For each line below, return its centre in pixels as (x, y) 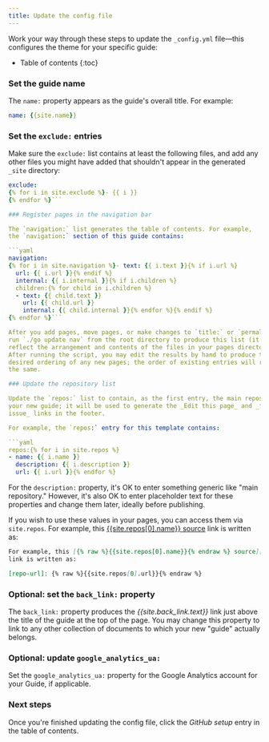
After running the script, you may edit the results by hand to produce (132, 355)
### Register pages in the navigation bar (80, 214)
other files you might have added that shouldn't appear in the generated (127, 162)
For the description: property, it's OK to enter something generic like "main (133, 488)
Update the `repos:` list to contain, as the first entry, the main (125, 399)
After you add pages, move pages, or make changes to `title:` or (121, 333)
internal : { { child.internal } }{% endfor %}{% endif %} (118, 311)
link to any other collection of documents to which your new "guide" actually (134, 629)
